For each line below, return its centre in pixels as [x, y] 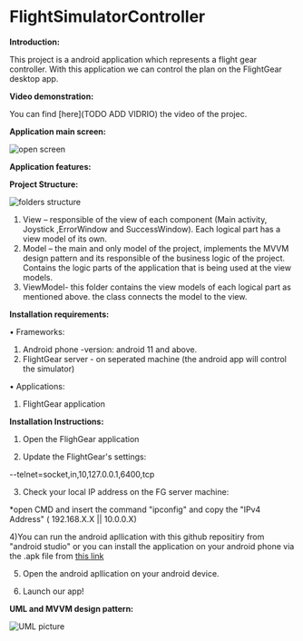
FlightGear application [64, 404]
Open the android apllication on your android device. [121, 573]
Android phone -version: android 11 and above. [110, 349]
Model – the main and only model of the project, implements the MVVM [156, 248]
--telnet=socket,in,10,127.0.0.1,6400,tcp [82, 474]
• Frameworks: [37, 331]
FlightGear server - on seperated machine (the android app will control [155, 359]
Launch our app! [53, 591]
